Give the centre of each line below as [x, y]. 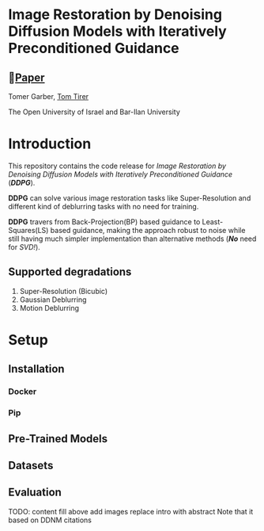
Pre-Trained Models [58, 439]
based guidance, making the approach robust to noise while [148, 230]
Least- [213, 222]
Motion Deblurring [49, 308]
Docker [23, 392]
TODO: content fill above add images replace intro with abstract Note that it [131, 511]
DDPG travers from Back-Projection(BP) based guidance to [104, 222]
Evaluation [35, 493]
